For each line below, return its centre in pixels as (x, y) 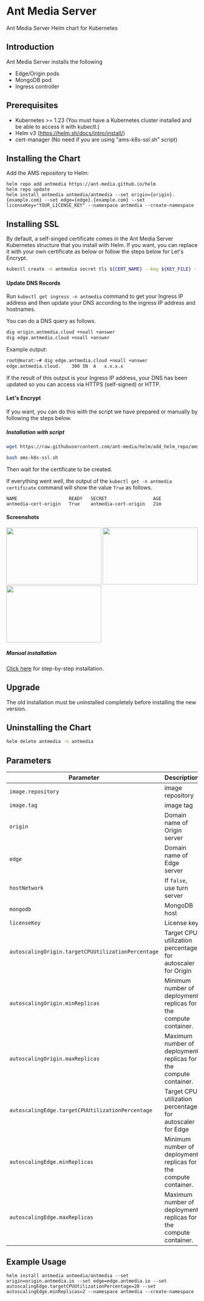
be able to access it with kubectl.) (57, 126)
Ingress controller (37, 86)
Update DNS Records (33, 283)
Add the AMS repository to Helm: (48, 173)
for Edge (177, 1129)
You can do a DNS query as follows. (51, 321)
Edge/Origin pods (37, 73)
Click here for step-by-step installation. (55, 668)
